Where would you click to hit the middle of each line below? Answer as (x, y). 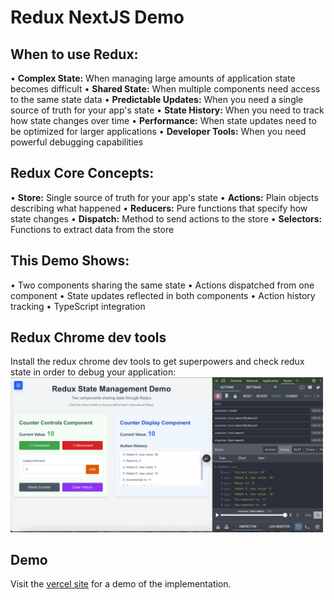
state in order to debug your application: (93, 372)
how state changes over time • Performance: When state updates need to (163, 120)
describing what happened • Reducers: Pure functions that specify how (159, 208)
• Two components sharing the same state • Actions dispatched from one (162, 285)
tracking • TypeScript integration (78, 306)
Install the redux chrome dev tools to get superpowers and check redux (157, 362)
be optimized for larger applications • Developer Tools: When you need (158, 131)
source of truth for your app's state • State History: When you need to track (167, 110)
